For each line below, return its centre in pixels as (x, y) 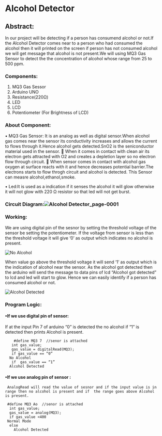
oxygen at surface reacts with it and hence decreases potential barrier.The (79, 167)
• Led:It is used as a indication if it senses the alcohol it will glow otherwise (80, 186)
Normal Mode (19, 421)
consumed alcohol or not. (30, 282)
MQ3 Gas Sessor (29, 87)
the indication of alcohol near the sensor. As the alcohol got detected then (79, 267)
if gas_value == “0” (32, 354)
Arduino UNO (25, 92)
